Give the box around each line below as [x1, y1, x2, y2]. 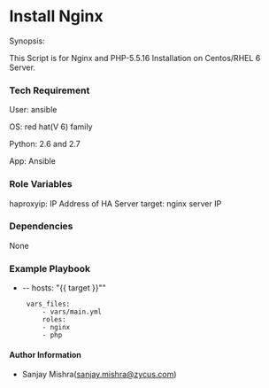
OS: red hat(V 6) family [9, 121, 93, 132]
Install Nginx [9, 6, 104, 27]
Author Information [9, 349, 82, 360]
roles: [42, 315, 66, 324]
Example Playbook [9, 262, 91, 275]
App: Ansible [9, 156, 56, 167]
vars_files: [26, 299, 71, 309]
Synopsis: [9, 35, 46, 46]
